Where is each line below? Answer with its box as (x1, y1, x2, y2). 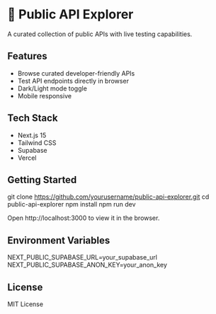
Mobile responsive (17, 91, 72, 100)
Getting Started (7, 173, 77, 186)
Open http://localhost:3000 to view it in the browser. (7, 214, 160, 222)
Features (7, 50, 47, 62)
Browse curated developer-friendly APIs (17, 69, 135, 77)
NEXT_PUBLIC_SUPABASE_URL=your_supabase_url (7, 253, 158, 262)
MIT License (7, 300, 44, 308)
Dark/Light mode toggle (17, 84, 87, 93)
